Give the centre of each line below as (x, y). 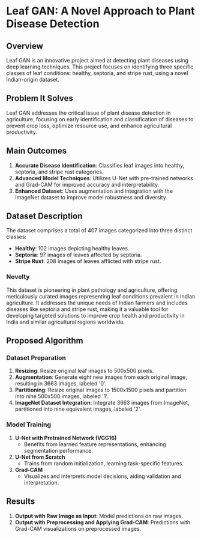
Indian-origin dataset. (33, 80)
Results (21, 502)
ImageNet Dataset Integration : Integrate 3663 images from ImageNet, (102, 403)
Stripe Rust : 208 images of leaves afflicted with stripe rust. (88, 261)
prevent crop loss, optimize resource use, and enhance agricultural (89, 125)
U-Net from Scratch (40, 457)
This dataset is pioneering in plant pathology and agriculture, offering (92, 290)
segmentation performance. (58, 450)
